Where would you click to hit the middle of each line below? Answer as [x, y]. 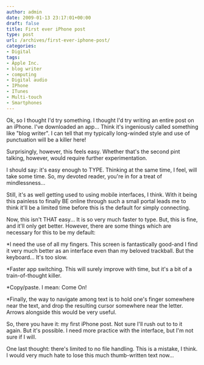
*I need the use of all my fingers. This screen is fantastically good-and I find [102, 244]
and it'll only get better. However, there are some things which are [89, 226]
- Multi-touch [24, 97]
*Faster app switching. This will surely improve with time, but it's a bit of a [99, 269]
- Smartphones [24, 103]
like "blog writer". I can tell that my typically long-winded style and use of [98, 133]
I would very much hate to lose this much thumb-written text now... [90, 355]
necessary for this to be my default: [51, 232]
